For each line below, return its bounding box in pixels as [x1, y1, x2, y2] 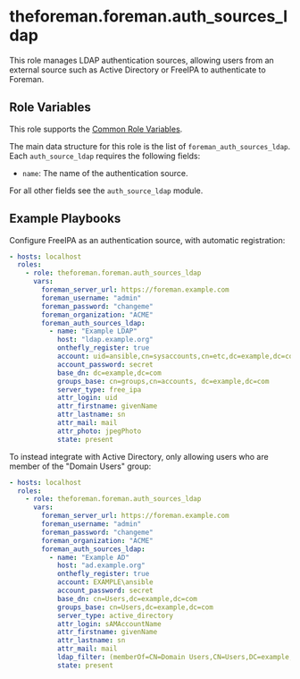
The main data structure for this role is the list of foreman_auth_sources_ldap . [9, 140, 291, 151]
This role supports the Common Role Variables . [9, 123, 183, 134]
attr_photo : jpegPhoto [56, 427, 142, 436]
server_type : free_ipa [56, 385, 142, 395]
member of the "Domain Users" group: [9, 461, 152, 471]
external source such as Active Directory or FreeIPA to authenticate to [9, 64, 266, 75]
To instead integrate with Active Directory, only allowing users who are [9, 451, 270, 462]
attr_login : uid [56, 394, 118, 403]
